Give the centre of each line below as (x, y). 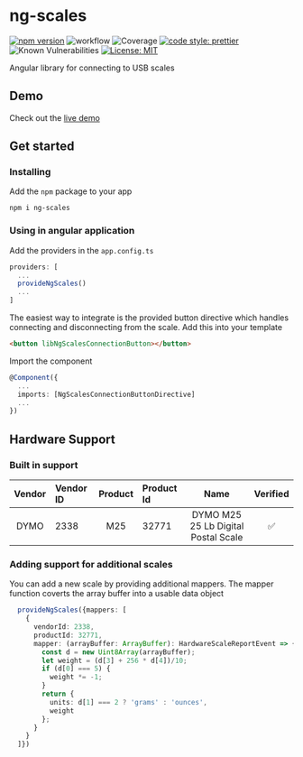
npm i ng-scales (40, 208)
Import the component (51, 361)
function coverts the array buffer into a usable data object (116, 594)
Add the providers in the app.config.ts (82, 250)
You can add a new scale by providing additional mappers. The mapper (142, 584)
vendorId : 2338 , (64, 627)
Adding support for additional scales (91, 564)
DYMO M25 (216, 515)
